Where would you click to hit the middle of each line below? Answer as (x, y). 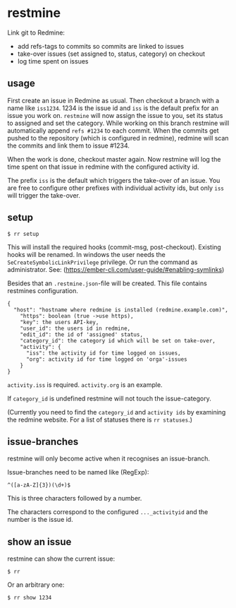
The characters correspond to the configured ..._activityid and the (108, 512)
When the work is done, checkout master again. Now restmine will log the (114, 159)
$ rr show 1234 (30, 598)
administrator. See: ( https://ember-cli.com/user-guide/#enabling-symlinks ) (116, 269)
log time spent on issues (53, 61)
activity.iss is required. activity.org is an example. (85, 385)
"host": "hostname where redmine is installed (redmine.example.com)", (121, 310)
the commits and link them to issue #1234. (69, 145)
